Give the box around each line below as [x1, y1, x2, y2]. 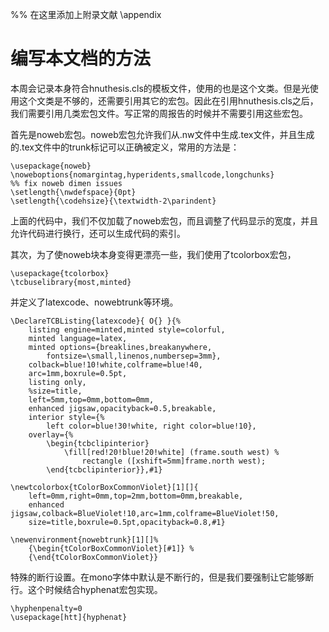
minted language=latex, [28, 333, 128, 343]
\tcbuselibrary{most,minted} [10, 277, 132, 287]
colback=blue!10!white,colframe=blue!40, [28, 359, 203, 370]
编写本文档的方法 [10, 48, 152, 70]
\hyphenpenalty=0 [10, 603, 83, 613]
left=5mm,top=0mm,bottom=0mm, [28, 394, 155, 405]
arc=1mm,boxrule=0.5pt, [28, 368, 128, 378]
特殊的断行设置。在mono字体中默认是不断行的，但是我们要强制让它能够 [10, 571, 306, 583]
